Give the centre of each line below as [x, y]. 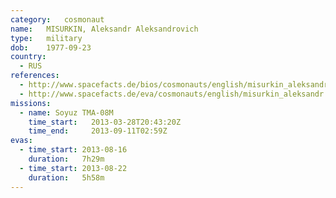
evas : [21, 141]
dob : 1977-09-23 [51, 47]
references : [35, 76]
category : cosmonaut [57, 19]
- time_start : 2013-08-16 [73, 150]
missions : [31, 103]
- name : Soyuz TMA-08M [66, 112]
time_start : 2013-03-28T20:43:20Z [105, 122]
